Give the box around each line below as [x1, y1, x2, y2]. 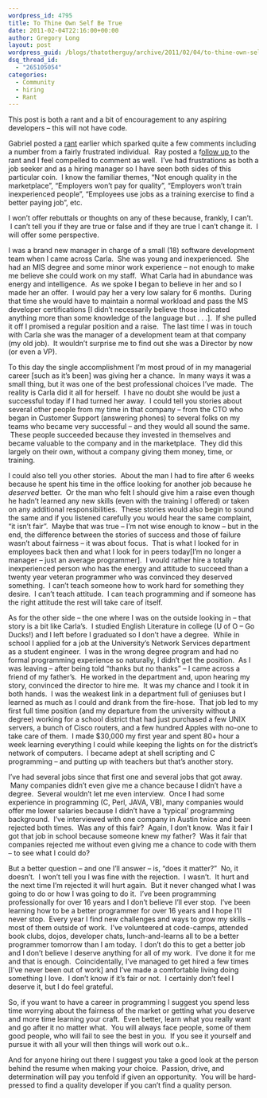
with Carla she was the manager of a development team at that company [8, 330, 246, 340]
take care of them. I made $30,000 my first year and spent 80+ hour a [8, 731, 240, 741]
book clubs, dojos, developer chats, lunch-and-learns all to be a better [8, 932, 240, 941]
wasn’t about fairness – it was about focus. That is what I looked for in [8, 539, 239, 548]
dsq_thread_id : [8, 56, 59, 64]
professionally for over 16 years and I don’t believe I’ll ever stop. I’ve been [8, 897, 251, 907]
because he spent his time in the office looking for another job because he [8, 479, 252, 489]
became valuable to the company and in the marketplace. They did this [8, 438, 243, 448]
